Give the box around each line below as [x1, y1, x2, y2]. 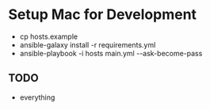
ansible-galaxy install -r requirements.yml [19, 40, 156, 49]
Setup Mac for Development [8, 6, 197, 24]
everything [19, 93, 55, 102]
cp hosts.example [19, 32, 78, 41]
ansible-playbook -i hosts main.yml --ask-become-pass [19, 48, 203, 58]
